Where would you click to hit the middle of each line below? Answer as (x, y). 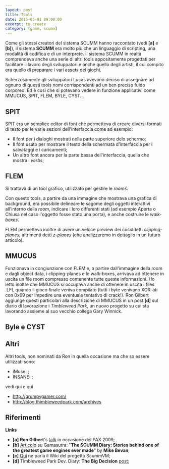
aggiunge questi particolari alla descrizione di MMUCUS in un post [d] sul (82, 300)
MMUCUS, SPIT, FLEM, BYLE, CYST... (45, 96)
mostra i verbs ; (28, 160)
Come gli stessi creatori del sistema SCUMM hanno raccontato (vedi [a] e (82, 43)
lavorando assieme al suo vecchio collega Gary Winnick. (64, 311)
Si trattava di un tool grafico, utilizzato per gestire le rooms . (67, 188)
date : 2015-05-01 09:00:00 (34, 19)
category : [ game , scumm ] (31, 29)
